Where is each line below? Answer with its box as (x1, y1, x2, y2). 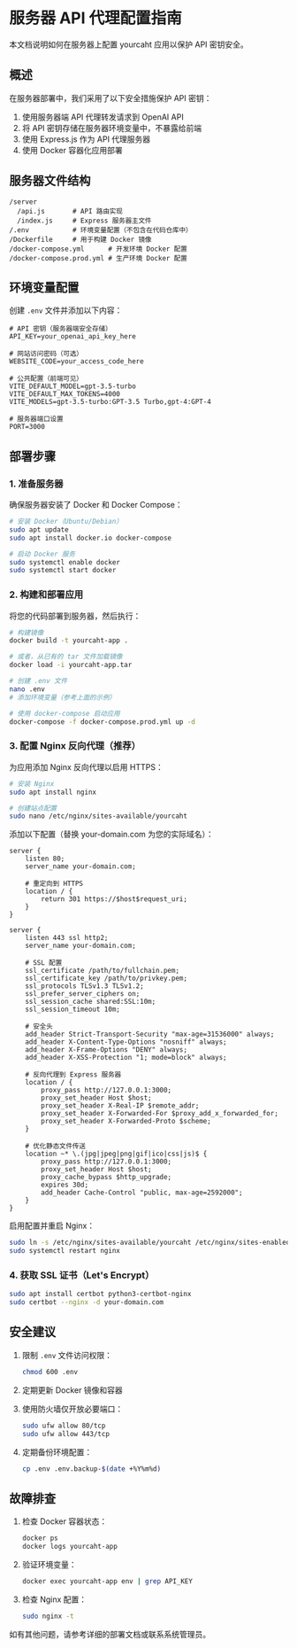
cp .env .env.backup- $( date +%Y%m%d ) (21, 1464, 162, 1473)
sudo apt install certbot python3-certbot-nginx (9, 1290, 192, 1299)
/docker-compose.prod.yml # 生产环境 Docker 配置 (9, 253, 187, 262)
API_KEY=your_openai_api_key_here (9, 332, 137, 341)
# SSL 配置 (25, 959, 63, 968)
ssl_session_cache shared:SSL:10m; (25, 998, 156, 1007)
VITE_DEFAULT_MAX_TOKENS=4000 (9, 390, 121, 399)
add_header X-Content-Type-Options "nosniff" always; (25, 1038, 227, 1046)
